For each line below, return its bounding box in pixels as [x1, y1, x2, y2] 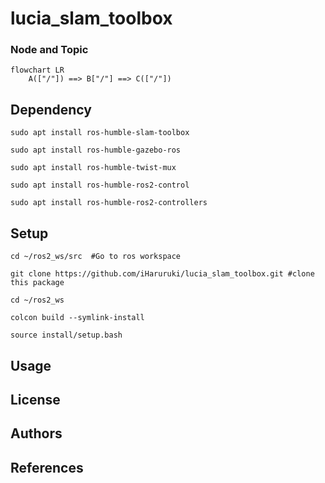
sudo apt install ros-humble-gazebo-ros [10, 145, 182, 156]
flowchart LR [10, 65, 65, 76]
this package [10, 278, 65, 288]
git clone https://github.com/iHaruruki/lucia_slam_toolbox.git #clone [10, 269, 315, 279]
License [10, 391, 61, 408]
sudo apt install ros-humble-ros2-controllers [10, 198, 208, 208]
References [10, 459, 84, 476]
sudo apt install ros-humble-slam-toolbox [10, 128, 190, 138]
